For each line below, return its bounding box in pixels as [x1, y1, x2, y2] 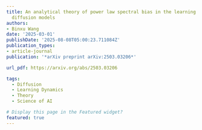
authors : [6, 20, 28, 26]
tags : [6, 76, 20, 82]
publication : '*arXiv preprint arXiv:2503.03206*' [6, 54, 137, 60]
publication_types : [6, 43, 56, 49]
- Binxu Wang [6, 25, 39, 32]
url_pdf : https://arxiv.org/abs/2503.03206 [6, 65, 118, 71]
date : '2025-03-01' [6, 31, 56, 37]
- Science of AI [11, 98, 53, 105]
